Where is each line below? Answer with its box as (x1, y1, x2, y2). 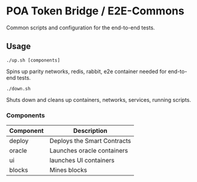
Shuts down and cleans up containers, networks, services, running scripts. (6, 96, 191, 103)
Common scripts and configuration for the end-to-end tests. (6, 24, 155, 31)
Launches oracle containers (49, 147, 128, 155)
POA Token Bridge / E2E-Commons (6, 4, 184, 18)
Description (73, 127, 108, 135)
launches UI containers (49, 156, 115, 165)
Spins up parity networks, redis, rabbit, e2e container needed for (6, 68, 167, 75)
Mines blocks (49, 166, 87, 174)
